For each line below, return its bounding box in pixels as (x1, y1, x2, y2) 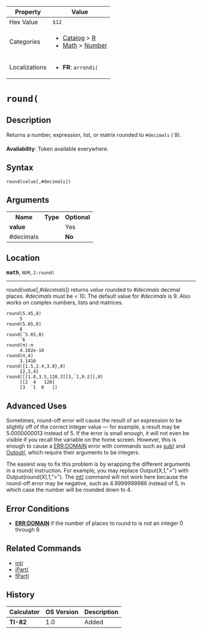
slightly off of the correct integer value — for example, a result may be (6, 423, 180, 430)
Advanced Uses (6, 401, 67, 411)
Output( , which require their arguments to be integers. (6, 449, 140, 456)
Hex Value (9, 18, 38, 26)
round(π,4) (6, 353, 34, 359)
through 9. (14, 526, 41, 533)
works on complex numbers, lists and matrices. (6, 299, 123, 306)
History (6, 590, 35, 600)
